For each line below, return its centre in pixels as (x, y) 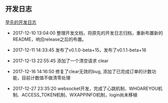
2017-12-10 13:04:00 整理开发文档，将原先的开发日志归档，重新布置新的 (88, 33)
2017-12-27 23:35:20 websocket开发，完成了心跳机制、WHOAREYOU (85, 88)
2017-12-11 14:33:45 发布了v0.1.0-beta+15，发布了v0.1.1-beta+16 (79, 50)
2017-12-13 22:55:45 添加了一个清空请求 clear (60, 61)
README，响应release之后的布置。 (50, 39)
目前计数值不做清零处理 (46, 78)
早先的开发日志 (21, 22)
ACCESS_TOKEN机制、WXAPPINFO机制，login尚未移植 (79, 94)
